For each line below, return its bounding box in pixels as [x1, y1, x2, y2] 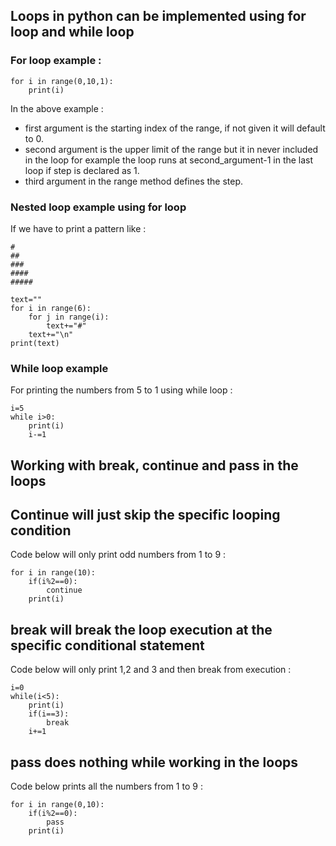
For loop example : [10, 54, 102, 68]
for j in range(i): [28, 312, 110, 322]
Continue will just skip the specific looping [10, 507, 281, 524]
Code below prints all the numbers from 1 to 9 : [10, 780, 203, 793]
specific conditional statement [10, 637, 205, 654]
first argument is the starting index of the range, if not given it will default [24, 122, 326, 134]
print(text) [10, 338, 60, 348]
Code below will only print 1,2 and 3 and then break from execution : [10, 664, 292, 676]
